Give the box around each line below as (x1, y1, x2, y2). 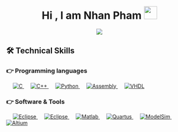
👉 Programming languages (6, 67, 88, 75)
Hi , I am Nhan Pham (41, 9, 142, 22)
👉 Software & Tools (6, 97, 65, 105)
